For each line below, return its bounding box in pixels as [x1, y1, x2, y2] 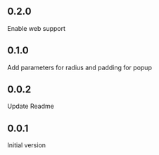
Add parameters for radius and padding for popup [7, 63, 153, 72]
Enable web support [7, 24, 65, 32]
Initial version [7, 141, 46, 149]
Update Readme [7, 102, 54, 111]
